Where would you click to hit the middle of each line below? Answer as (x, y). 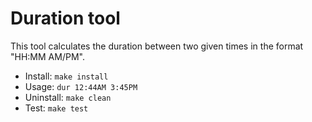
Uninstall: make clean (68, 97)
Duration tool (65, 18)
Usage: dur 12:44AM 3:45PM (81, 86)
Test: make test (56, 108)
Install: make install (66, 76)
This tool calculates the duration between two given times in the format (157, 46)
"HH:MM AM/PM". (47, 56)
